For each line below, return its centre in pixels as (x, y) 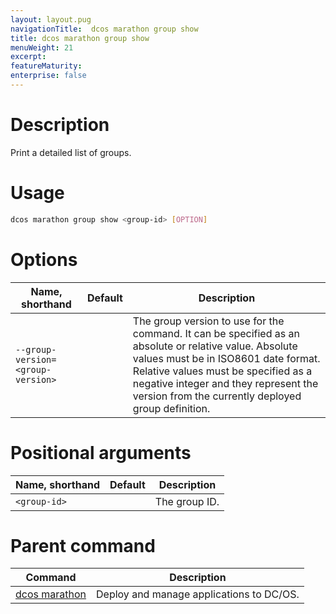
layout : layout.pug (51, 19)
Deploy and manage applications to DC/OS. (198, 594)
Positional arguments (101, 452)
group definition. (171, 408)
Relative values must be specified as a (222, 371)
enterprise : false (48, 76)
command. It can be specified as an (216, 333)
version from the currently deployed (217, 396)
